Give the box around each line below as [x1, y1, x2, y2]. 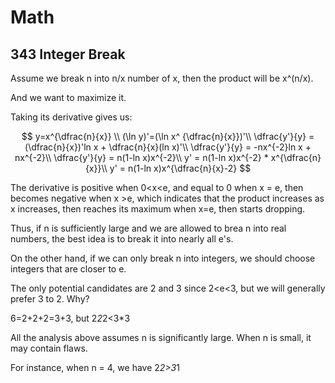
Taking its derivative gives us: [10, 111, 133, 123]
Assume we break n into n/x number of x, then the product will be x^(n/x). [10, 72, 314, 84]
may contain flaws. [10, 342, 88, 354]
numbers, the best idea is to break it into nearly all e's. [10, 233, 234, 245]
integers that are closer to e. [10, 263, 127, 275]
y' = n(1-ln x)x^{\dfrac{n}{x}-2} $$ [109, 162, 252, 174]
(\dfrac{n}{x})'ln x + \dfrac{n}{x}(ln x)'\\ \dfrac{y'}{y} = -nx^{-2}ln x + [24, 141, 312, 153]
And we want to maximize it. [10, 92, 127, 103]
